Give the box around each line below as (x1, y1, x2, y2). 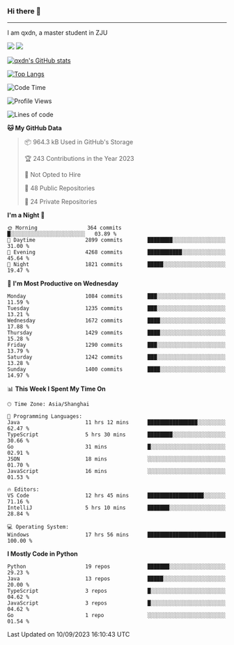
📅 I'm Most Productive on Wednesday (7, 279, 118, 288)
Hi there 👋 (7, 6, 42, 16)
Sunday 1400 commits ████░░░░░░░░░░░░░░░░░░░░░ (7, 366, 226, 373)
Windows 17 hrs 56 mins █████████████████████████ (7, 531, 226, 538)
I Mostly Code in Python (7, 550, 78, 558)
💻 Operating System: (7, 524, 70, 531)
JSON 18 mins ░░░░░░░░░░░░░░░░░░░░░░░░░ (7, 456, 226, 463)
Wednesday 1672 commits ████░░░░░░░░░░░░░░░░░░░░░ (7, 317, 226, 325)
